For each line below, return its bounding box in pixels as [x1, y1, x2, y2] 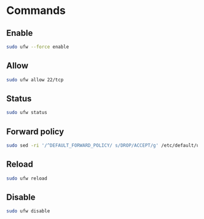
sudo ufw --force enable [6, 44, 69, 50]
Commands [6, 4, 66, 18]
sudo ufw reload [6, 175, 47, 181]
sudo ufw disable [6, 208, 50, 214]
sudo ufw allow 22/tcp [6, 76, 64, 83]
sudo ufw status [6, 110, 47, 116]
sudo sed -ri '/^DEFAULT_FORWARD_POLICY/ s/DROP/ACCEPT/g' [6, 143, 159, 149]
